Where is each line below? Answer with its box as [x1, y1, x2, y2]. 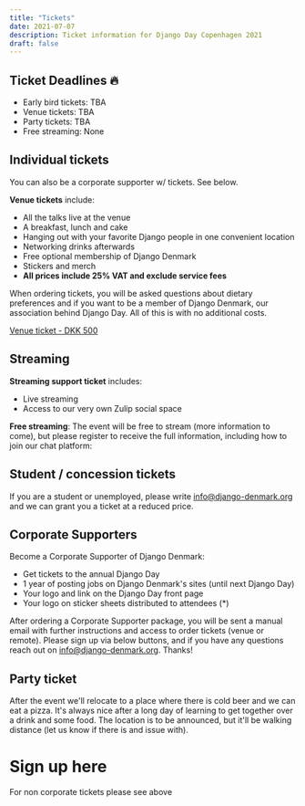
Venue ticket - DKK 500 [9, 325, 98, 336]
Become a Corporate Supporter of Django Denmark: [9, 551, 205, 562]
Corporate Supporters [9, 527, 138, 542]
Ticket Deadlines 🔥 [9, 72, 119, 88]
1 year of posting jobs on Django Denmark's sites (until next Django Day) [22, 579, 295, 590]
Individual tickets [9, 152, 109, 168]
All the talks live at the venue [22, 212, 131, 223]
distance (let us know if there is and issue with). [9, 725, 188, 736]
